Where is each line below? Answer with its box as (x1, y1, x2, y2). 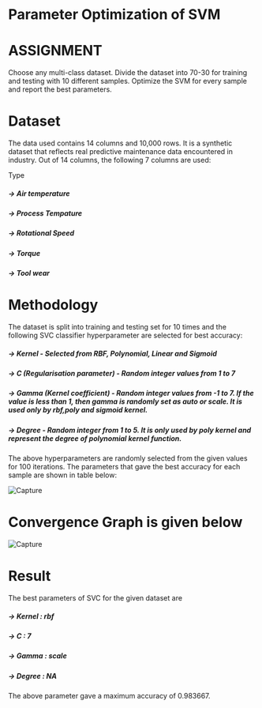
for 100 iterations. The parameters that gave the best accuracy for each (8, 462, 241, 472)
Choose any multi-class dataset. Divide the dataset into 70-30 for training (8, 68, 248, 77)
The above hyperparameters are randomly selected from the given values (8, 454, 248, 463)
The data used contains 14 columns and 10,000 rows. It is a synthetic (8, 138, 233, 148)
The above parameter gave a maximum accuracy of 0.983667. (8, 691, 211, 701)
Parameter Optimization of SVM (8, 6, 221, 24)
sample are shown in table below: (8, 470, 117, 480)
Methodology (8, 296, 99, 314)
